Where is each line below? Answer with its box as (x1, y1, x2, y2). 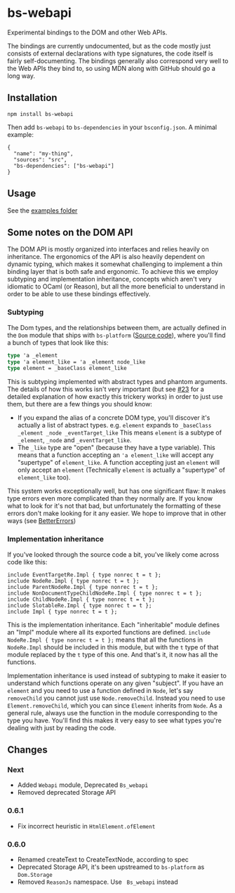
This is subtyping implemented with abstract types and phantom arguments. (7, 378, 228, 386)
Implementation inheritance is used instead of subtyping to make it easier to (7, 671, 227, 680)
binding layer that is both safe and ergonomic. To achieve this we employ (7, 267, 219, 276)
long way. (7, 72, 35, 80)
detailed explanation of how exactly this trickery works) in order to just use (7, 392, 223, 401)
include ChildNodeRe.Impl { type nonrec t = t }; (7, 595, 156, 603)
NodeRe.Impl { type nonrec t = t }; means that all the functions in (7, 635, 203, 644)
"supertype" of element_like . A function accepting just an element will (17, 458, 220, 467)
